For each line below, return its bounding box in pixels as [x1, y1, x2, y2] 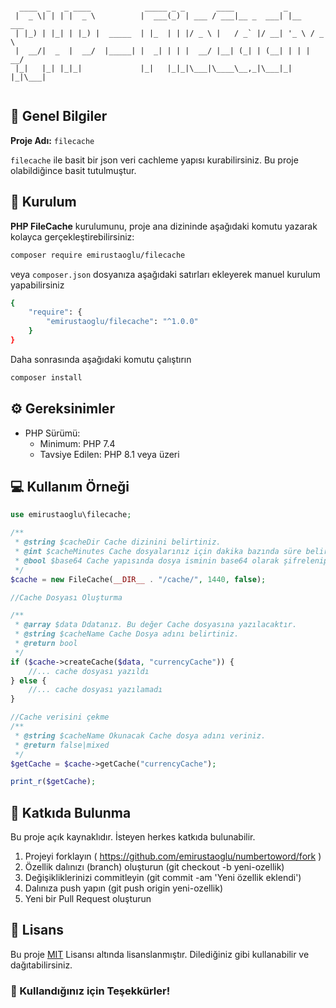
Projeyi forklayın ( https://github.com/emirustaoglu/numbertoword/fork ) [24, 850, 322, 863]
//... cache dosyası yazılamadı [28, 685, 163, 695]
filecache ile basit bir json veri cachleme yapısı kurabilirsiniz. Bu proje [10, 154, 299, 166]
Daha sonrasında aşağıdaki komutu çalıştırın [10, 353, 192, 365]
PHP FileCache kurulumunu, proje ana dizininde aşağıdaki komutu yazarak [10, 220, 318, 232]
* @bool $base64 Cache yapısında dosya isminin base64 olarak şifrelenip [14, 555, 329, 566]
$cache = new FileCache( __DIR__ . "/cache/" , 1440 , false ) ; [10, 574, 267, 584]
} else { [10, 675, 47, 686]
